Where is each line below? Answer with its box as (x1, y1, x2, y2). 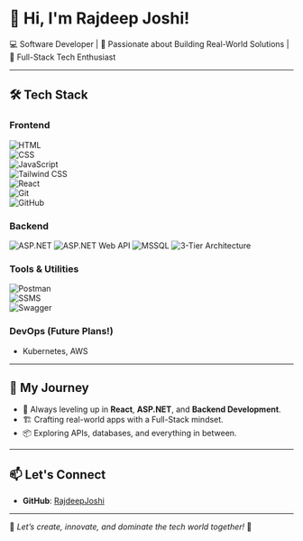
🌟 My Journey (9, 379, 89, 396)
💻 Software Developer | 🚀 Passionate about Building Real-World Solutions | (9, 38, 290, 49)
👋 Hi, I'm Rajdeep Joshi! (9, 8, 190, 29)
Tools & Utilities (9, 262, 79, 275)
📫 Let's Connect (9, 467, 106, 482)
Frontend (9, 119, 50, 132)
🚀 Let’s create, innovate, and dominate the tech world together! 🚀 (9, 521, 252, 532)
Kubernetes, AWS (22, 345, 88, 356)
